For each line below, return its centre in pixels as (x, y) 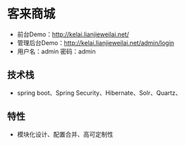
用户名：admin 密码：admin (56, 51)
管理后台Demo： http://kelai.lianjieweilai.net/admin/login (96, 42)
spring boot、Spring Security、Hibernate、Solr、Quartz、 (99, 92)
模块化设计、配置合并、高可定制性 (65, 134)
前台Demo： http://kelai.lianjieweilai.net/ (73, 34)
